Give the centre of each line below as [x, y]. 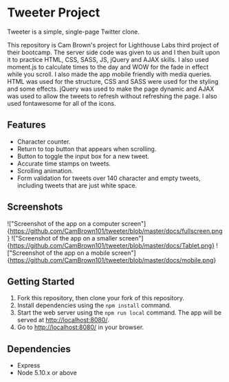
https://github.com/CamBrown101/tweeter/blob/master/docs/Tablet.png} [112, 245]
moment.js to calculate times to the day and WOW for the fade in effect [108, 67]
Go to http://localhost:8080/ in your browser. [80, 327]
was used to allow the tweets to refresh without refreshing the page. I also [112, 96]
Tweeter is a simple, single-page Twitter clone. [73, 32]
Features [26, 125]
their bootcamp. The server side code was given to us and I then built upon [113, 52]
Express [29, 366]
